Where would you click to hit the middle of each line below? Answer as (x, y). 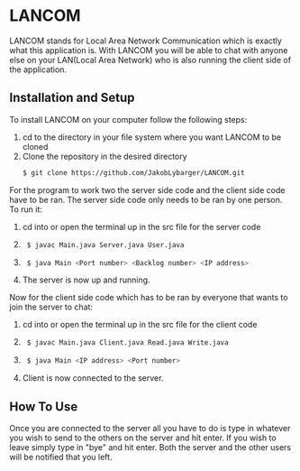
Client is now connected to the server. (93, 378)
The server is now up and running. (86, 280)
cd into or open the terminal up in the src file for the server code (141, 226)
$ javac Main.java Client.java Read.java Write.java (127, 343)
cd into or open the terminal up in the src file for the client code (140, 325)
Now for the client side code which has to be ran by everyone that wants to (149, 298)
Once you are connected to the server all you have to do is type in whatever (150, 428)
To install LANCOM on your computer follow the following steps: (128, 119)
